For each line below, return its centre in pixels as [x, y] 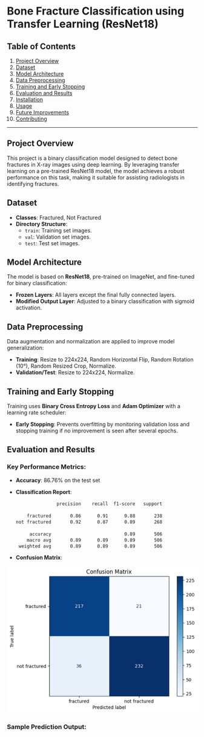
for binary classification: [37, 283]
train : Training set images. [58, 230]
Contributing [31, 119]
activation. [28, 308]
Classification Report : [44, 492]
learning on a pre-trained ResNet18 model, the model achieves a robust [96, 171]
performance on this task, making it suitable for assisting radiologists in [96, 177]
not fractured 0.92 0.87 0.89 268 [89, 522]
